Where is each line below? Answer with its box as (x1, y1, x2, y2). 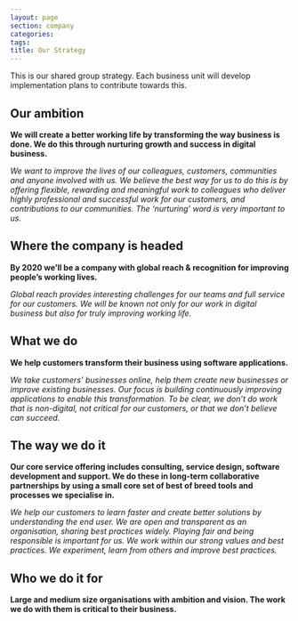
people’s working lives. (10, 271, 98, 282)
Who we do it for (10, 570, 103, 585)
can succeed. (10, 412, 60, 423)
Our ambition (10, 106, 85, 121)
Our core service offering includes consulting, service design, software (10, 462, 280, 472)
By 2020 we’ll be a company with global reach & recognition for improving (10, 262, 290, 272)
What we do (10, 334, 78, 349)
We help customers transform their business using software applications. (10, 357, 288, 367)
